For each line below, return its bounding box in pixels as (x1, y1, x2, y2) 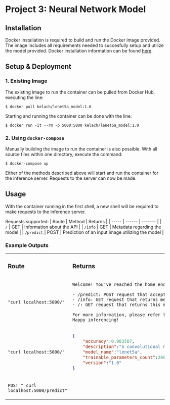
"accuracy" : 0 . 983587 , (82, 338, 135, 344)
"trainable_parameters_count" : (82, 355, 158, 360)
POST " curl (8, 382, 37, 388)
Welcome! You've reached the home (72, 282, 156, 287)
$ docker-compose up (5, 161, 49, 166)
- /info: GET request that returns (72, 297, 158, 302)
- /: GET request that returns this (72, 302, 161, 308)
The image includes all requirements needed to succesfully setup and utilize (5, 42, 164, 48)
